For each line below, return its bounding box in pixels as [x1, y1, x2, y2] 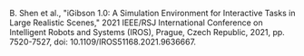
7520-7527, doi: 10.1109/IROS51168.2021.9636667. [9, 36, 197, 47]
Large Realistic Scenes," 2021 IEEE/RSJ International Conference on [9, 17, 263, 28]
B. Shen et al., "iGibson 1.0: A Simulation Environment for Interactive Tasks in [9, 8, 296, 18]
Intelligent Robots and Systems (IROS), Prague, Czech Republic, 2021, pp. [9, 27, 286, 37]
